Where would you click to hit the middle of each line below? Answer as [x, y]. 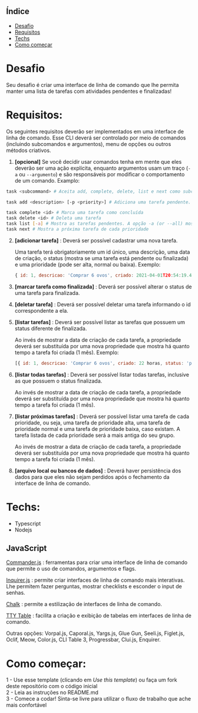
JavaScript [27, 548]
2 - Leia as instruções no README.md [52, 692]
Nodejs [23, 530]
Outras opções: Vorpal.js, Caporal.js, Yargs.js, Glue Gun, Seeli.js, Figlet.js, [95, 633]
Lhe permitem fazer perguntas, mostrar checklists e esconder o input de [94, 586]
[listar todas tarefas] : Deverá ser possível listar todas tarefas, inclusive [102, 374]
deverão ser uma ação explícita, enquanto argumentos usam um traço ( [101, 168]
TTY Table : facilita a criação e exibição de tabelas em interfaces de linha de [99, 615]
